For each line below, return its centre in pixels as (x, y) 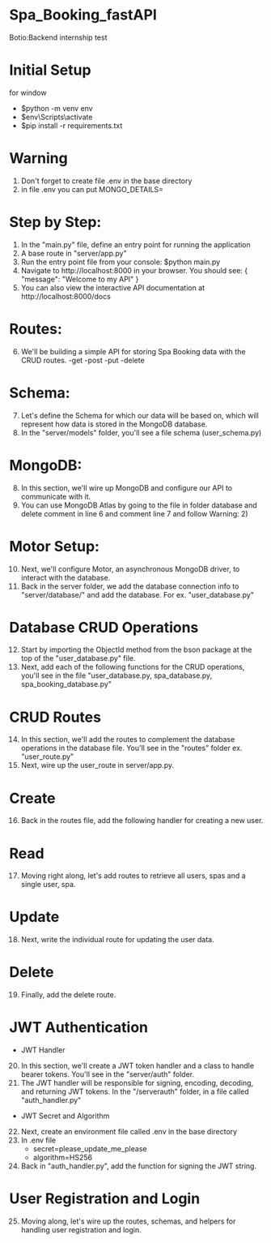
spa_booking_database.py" (66, 684)
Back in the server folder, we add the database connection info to (130, 586)
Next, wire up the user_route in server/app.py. (97, 765)
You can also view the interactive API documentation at (113, 287)
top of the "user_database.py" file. (78, 658)
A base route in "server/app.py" (74, 253)
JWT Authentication (79, 1028)
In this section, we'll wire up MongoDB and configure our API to (127, 487)
